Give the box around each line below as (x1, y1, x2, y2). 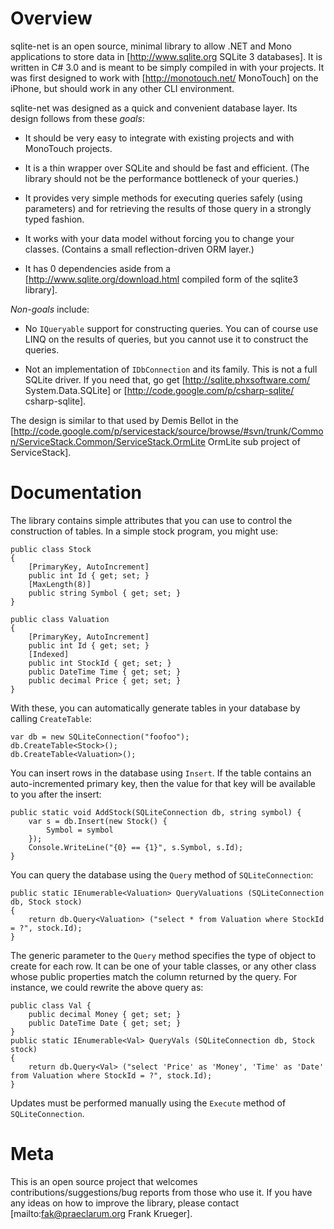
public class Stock (10, 544, 92, 554)
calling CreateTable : (10, 712, 92, 724)
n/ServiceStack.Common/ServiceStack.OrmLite (10, 435, 206, 447)
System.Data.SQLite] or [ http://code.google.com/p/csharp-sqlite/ (24, 384, 295, 396)
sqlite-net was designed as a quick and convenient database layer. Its (10, 102, 298, 114)
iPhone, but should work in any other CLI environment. (10, 82, 235, 94)
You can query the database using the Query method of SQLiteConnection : (10, 868, 314, 881)
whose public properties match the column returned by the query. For (10, 970, 298, 982)
